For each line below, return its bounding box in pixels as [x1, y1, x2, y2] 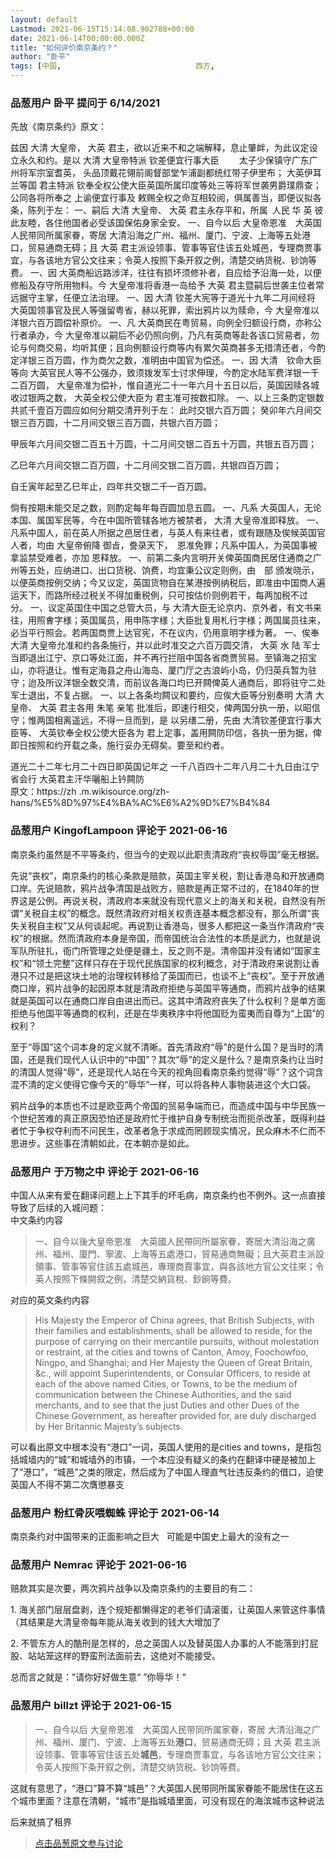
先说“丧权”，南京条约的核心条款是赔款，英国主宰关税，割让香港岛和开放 [10, 869, 308, 881]
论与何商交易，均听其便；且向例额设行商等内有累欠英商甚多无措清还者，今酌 [10, 342, 326, 354]
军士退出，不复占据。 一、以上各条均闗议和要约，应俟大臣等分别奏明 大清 [10, 689, 313, 701]
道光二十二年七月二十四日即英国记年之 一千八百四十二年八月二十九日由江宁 [10, 761, 320, 773]
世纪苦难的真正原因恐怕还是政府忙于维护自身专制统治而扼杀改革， [18, 1112, 291, 1124]
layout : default [10, 14, 78, 25]
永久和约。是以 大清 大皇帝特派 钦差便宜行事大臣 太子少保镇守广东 [18, 154, 310, 166]
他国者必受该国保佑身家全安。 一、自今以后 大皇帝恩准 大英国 [62, 217, 322, 229]
